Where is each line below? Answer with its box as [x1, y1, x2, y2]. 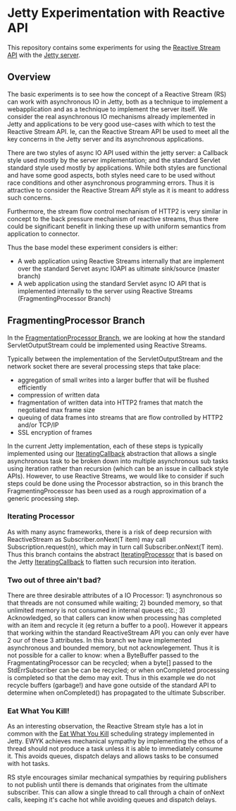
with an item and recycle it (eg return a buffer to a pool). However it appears [7, 621, 228, 630]
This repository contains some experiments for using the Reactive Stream [7, 43, 221, 51]
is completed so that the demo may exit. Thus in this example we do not [7, 674, 216, 682]
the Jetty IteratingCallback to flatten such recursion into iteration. [7, 557, 197, 566]
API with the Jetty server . [7, 51, 81, 59]
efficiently [17, 383, 47, 392]
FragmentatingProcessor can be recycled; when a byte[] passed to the [7, 659, 213, 667]
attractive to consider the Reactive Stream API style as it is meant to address [7, 185, 230, 194]
